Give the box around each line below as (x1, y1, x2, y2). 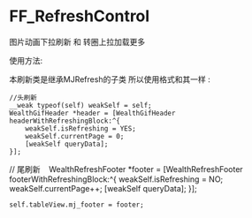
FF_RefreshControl (9, 6, 150, 26)
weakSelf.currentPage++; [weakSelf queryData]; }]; (9, 183, 197, 193)
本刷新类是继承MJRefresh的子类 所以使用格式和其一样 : (9, 73, 210, 85)
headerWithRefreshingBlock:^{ (9, 117, 121, 125)
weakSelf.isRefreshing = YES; (25, 124, 137, 133)
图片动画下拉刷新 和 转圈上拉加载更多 (9, 36, 146, 47)
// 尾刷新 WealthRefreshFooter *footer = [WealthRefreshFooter (9, 163, 243, 174)
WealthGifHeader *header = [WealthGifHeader (9, 109, 176, 117)
